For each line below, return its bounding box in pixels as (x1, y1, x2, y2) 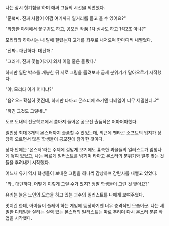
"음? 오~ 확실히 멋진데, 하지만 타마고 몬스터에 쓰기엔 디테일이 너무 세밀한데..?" (5, 97, 159, 103)
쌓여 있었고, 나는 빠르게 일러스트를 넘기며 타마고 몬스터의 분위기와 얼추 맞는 (10, 153, 159, 159)
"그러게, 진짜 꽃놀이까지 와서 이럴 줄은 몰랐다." (5, 58, 97, 64)
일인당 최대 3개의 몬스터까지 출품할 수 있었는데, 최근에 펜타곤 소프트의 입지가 (5, 130, 157, 136)
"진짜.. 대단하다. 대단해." (5, 48, 54, 53)
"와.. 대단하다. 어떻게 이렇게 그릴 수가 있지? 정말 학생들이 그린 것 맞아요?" (5, 181, 150, 187)
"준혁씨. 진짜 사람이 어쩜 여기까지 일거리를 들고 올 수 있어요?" (5, 15, 126, 21)
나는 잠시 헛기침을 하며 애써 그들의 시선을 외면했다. (5, 5, 105, 10)
